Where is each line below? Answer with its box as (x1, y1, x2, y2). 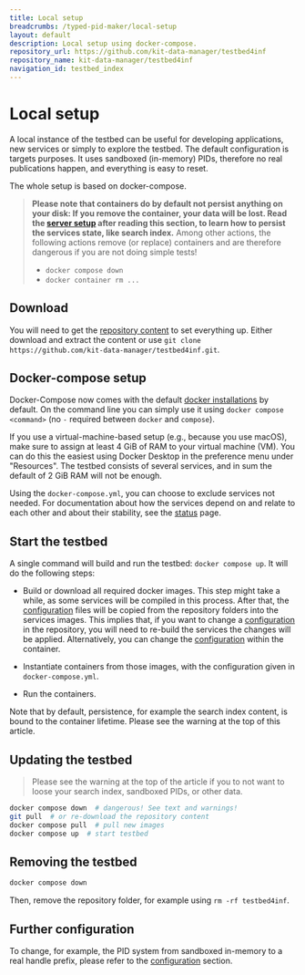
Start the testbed (9, 534, 108, 549)
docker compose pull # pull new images (9, 820, 166, 830)
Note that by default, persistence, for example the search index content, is (9, 706, 289, 717)
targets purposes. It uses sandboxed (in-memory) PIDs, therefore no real (9, 152, 283, 164)
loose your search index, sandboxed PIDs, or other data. (31, 786, 243, 797)
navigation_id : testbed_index (9, 65, 125, 74)
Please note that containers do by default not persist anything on (31, 198, 284, 209)
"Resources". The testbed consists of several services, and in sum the (9, 461, 273, 472)
